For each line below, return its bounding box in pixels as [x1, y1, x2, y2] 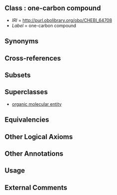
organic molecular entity [11, 101, 62, 107]
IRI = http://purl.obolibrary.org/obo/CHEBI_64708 [11, 17, 113, 23]
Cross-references [4, 54, 61, 62]
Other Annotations [4, 149, 63, 158]
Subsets [4, 71, 31, 79]
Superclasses [4, 88, 48, 96]
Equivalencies [4, 116, 49, 124]
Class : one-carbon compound [4, 4, 101, 12]
